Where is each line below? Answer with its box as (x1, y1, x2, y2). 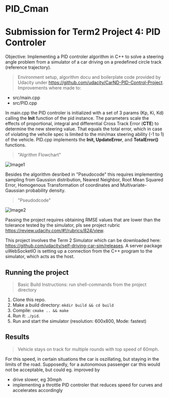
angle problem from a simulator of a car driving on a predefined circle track (5, 59, 162, 65)
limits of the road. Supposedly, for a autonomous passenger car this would (5, 361, 160, 367)
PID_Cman (5, 3, 49, 15)
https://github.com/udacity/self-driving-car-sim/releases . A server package (5, 243, 162, 249)
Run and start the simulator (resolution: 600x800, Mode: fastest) (12, 318, 147, 324)
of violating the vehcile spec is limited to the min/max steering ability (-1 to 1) (5, 131, 164, 137)
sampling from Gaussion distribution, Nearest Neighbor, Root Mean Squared (5, 177, 163, 183)
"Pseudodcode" (17, 197, 51, 204)
